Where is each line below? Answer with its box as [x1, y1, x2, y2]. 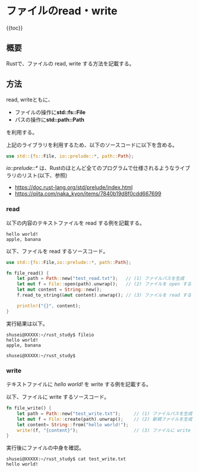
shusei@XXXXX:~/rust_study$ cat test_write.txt [6, 456, 127, 462]
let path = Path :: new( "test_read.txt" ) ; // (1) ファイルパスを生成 [17, 276, 185, 282]
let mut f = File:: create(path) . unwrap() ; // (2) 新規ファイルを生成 [17, 416, 192, 422]
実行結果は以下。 [6, 320, 48, 327]
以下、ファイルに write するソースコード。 [6, 394, 110, 401]
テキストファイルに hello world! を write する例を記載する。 [6, 380, 151, 388]
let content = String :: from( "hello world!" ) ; [17, 421, 129, 427]
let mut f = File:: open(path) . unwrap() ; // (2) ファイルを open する [17, 281, 192, 287]
